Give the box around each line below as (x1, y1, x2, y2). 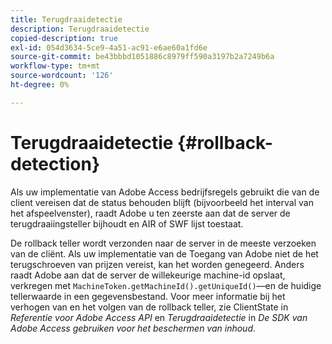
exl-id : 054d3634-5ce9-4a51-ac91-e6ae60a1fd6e (10, 42, 208, 53)
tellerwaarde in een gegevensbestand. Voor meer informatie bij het (10, 290, 286, 302)
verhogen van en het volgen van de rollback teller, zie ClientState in (10, 301, 289, 313)
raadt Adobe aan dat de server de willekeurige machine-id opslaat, (10, 269, 286, 281)
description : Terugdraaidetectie (10, 24, 150, 34)
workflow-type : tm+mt (10, 61, 101, 71)
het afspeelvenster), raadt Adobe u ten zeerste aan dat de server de (10, 207, 291, 219)
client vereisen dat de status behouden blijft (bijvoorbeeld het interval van (10, 196, 314, 208)
